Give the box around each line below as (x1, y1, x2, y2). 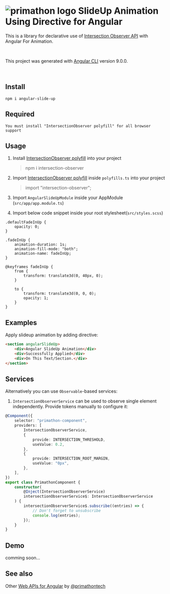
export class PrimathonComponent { (5, 479, 81, 485)
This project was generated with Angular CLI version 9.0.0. (5, 58, 128, 64)
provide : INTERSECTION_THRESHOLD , (32, 437, 106, 442)
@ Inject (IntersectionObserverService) (23, 489, 106, 494)
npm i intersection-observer (25, 165, 84, 171)
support (5, 128, 22, 133)
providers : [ (14, 423, 42, 428)
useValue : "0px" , (32, 461, 70, 466)
